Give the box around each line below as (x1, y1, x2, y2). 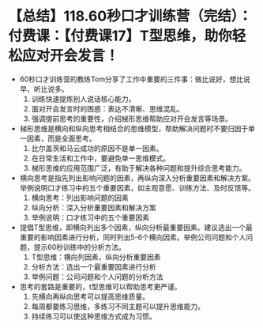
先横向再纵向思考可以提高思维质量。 (31, 292, 150, 301)
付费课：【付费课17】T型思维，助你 (8, 27, 233, 45)
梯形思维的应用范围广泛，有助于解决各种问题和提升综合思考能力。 (31, 163, 246, 172)
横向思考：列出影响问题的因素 (31, 193, 129, 202)
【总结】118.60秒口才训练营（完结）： (8, 7, 253, 25)
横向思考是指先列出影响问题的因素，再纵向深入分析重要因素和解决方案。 (19, 173, 255, 183)
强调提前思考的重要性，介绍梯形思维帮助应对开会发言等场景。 (31, 114, 233, 123)
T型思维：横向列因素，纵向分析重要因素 (31, 252, 161, 262)
